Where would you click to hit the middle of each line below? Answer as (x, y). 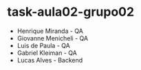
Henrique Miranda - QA (50, 31)
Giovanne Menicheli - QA (52, 38)
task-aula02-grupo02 (71, 12)
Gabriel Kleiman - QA (47, 53)
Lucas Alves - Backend (50, 60)
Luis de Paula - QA (43, 45)
